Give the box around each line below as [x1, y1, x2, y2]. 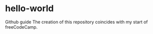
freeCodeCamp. [5, 24, 38, 30]
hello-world [5, 3, 54, 14]
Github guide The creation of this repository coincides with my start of [5, 19, 148, 25]
